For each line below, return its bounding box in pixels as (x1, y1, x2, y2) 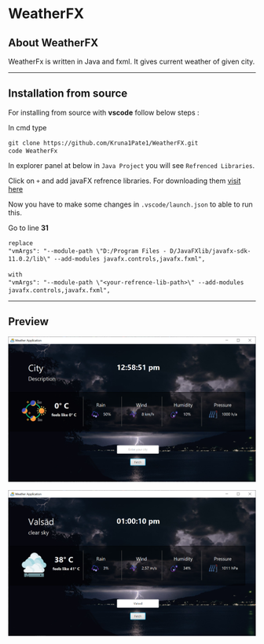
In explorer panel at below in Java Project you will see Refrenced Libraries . (8, 160, 255, 170)
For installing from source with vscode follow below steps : (8, 108, 200, 117)
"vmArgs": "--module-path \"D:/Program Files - (8, 247, 167, 255)
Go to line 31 (8, 223, 49, 232)
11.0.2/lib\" (8, 254, 51, 263)
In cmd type (8, 123, 47, 132)
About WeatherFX (8, 36, 99, 49)
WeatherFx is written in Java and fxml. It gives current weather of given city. (8, 57, 255, 66)
